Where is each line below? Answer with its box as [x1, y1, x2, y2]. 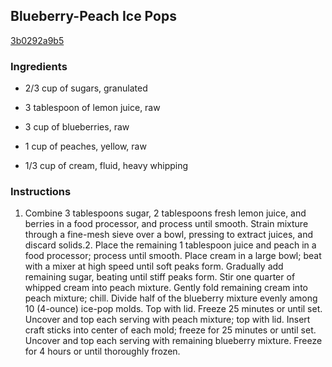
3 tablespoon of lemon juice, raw [24, 102, 161, 114]
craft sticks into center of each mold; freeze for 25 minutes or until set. [24, 324, 317, 336]
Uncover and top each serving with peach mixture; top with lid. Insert [24, 314, 311, 326]
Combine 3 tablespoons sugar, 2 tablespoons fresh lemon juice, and [24, 207, 307, 219]
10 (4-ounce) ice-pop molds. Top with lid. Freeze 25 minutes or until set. [24, 303, 323, 315]
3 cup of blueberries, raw [24, 121, 130, 133]
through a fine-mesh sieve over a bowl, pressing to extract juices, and [24, 229, 314, 241]
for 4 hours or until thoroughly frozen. [24, 345, 181, 358]
